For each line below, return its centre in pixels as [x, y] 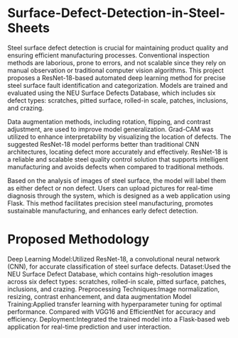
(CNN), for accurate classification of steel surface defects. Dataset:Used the [119, 266]
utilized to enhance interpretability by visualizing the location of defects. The [119, 137]
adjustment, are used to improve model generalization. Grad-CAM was [111, 129]
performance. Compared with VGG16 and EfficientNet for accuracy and [112, 311]
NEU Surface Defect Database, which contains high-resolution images [110, 274]
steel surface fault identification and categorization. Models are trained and [118, 85]
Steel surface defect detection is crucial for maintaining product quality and [118, 47]
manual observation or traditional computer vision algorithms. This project [115, 70]
